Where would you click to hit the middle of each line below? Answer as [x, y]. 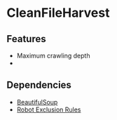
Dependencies [39, 85]
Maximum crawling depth [53, 55]
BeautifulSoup [37, 102]
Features [26, 39]
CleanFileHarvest [58, 13]
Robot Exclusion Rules [49, 109]
